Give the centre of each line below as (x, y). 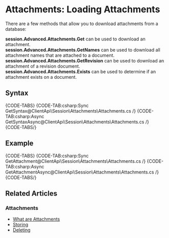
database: (16, 29)
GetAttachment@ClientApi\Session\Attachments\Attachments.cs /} (76, 161)
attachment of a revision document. (43, 66)
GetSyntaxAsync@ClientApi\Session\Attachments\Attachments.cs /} (77, 122)
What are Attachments (36, 219)
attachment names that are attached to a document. (60, 55)
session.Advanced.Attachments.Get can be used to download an (75, 39)
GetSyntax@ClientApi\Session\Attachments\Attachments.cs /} (71, 111)
